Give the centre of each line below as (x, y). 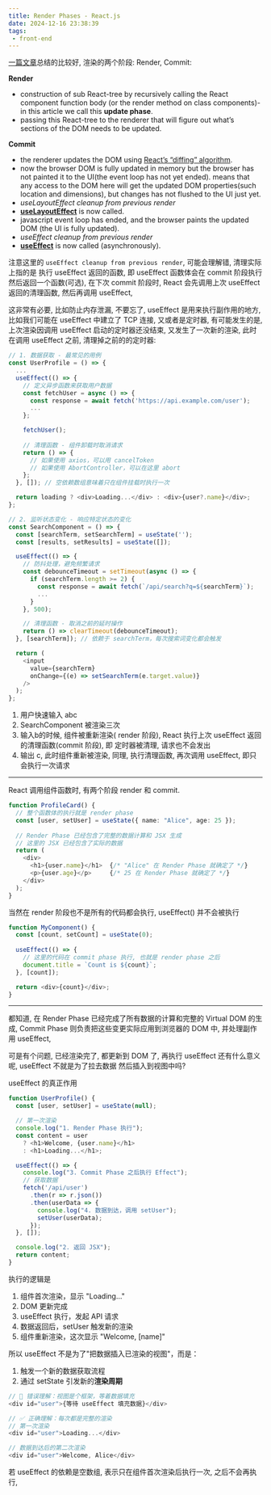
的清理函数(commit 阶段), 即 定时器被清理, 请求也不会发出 (115, 745)
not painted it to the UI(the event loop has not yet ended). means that (135, 177)
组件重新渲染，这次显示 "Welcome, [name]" (92, 1336)
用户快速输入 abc (49, 715)
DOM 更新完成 (44, 1306)
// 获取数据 (40, 1181)
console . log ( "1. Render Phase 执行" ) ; (79, 1128)
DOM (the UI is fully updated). (69, 229)
